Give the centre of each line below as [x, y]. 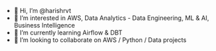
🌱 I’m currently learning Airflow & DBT [68, 32]
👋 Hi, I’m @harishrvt [43, 11]
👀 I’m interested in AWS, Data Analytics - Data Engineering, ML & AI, [111, 18]
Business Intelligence [44, 25]
